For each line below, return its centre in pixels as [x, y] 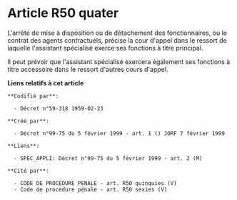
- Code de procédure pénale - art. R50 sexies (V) [91, 189]
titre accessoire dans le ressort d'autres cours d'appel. [88, 69]
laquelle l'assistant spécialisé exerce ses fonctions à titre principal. [105, 48]
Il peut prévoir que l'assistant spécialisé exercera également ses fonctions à [119, 61]
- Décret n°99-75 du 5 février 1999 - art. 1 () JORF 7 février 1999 [119, 133]
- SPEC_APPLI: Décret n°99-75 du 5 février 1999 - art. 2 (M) [108, 158]
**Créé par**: [29, 121]
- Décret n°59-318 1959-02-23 [59, 108]
